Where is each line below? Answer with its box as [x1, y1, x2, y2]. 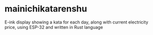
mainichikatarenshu [4, 3, 87, 14]
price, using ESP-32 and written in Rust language [4, 24, 103, 30]
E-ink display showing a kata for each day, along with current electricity [4, 19, 149, 25]
